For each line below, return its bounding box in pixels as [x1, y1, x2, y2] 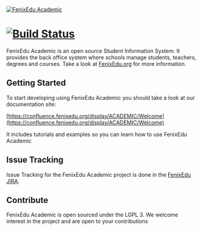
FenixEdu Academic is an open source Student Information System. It [6, 47, 181, 54]
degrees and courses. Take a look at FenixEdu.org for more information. [6, 60, 187, 67]
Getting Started [6, 78, 66, 88]
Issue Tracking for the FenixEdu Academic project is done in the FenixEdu [6, 171, 191, 178]
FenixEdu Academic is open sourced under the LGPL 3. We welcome [6, 211, 178, 219]
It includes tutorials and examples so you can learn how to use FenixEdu [6, 130, 187, 138]
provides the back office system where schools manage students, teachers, [6, 54, 197, 61]
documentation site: [6, 101, 57, 108]
